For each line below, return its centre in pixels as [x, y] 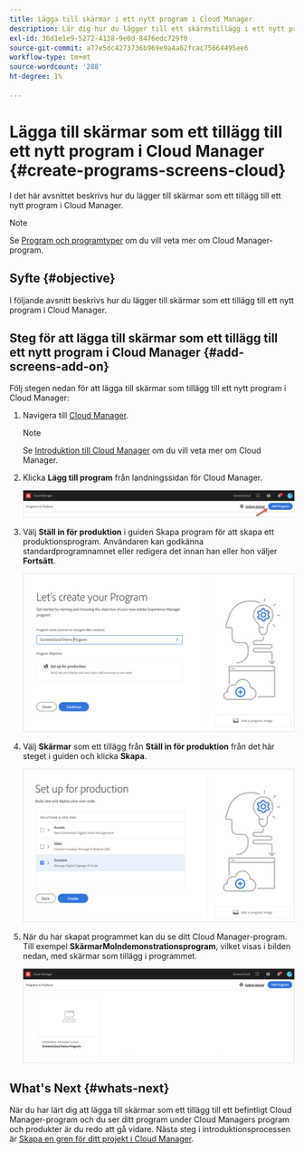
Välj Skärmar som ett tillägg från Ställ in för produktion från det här [148, 746]
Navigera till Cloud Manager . [76, 416]
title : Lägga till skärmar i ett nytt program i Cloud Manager [131, 19]
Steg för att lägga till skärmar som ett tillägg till [144, 338]
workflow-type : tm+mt [50, 58]
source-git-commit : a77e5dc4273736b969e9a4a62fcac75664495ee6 [129, 48]
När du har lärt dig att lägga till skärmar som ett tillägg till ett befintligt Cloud [151, 1110]
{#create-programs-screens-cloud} [148, 170]
